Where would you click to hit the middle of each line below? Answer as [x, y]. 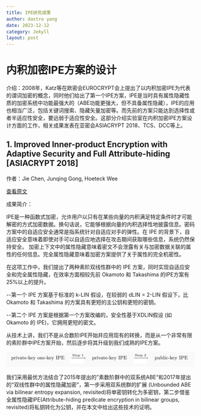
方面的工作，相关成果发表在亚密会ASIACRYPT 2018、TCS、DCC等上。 [99, 125]
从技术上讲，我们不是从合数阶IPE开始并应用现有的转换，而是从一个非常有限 [99, 335]
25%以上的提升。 [28, 282]
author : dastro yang [32, 19]
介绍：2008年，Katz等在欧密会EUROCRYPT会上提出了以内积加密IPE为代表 [98, 88]
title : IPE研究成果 [29, 13]
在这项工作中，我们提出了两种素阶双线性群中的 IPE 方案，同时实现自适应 [95, 267]
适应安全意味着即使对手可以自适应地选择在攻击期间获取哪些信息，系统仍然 [98, 239]
